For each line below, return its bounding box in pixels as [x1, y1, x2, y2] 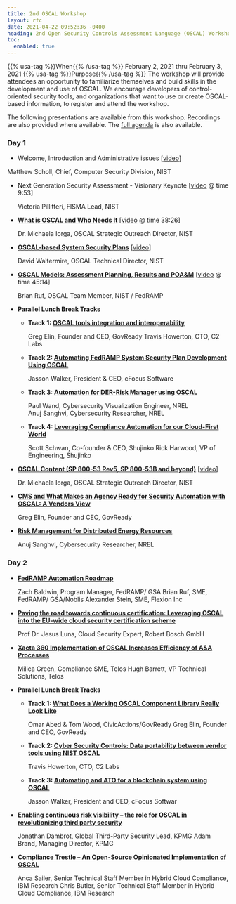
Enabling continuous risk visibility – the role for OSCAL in [17, 811, 188, 819]
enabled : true [13, 43, 55, 50]
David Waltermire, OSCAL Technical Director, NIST [17, 257, 164, 266]
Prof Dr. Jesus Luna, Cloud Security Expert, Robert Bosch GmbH [17, 629, 205, 638]
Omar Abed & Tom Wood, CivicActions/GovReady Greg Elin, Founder [27, 720, 227, 728]
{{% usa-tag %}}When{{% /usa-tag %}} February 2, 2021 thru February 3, [7, 63, 223, 70]
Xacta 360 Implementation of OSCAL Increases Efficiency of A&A [17, 643, 213, 652]
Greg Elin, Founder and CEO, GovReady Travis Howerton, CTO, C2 [27, 332, 220, 341]
